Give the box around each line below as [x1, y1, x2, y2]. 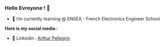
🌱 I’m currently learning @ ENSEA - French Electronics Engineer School [12, 16, 160, 22]
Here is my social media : [5, 25, 58, 31]
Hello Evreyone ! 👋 [5, 4, 50, 11]
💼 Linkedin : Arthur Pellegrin [12, 35, 70, 41]
